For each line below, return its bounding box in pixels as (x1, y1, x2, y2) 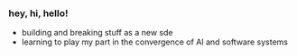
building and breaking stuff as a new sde (21, 28, 173, 38)
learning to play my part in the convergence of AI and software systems (21, 36, 289, 47)
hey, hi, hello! (8, 7, 69, 20)
